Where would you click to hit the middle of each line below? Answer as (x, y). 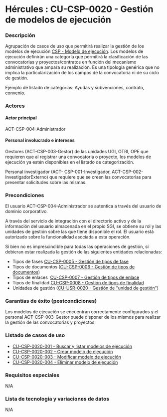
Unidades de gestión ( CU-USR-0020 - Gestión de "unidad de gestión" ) (85, 288)
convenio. (15, 93)
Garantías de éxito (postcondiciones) (51, 301)
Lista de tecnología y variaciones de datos (57, 399)
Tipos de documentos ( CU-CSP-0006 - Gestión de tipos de (74, 267)
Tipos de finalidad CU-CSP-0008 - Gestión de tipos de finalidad (78, 283)
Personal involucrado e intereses (40, 140)
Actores (15, 106)
